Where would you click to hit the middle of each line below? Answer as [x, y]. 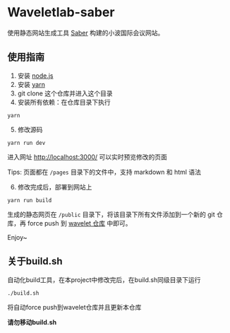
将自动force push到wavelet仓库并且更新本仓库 [74, 307]
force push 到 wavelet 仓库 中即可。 [79, 223]
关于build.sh [35, 261]
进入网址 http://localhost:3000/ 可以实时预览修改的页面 [87, 157]
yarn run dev [26, 143]
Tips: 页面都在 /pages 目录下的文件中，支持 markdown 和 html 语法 [104, 172]
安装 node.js [35, 76]
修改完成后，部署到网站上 [55, 187]
